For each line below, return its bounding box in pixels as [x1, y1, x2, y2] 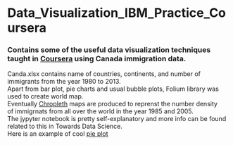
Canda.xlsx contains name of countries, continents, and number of [7, 70, 201, 78]
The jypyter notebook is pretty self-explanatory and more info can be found [7, 115, 227, 123]
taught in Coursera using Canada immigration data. [7, 54, 187, 64]
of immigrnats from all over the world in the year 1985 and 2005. [7, 107, 194, 115]
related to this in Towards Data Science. [7, 122, 123, 131]
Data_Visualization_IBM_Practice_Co [7, 5, 227, 21]
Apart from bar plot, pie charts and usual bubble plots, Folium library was [7, 84, 220, 93]
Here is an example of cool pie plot [7, 130, 108, 138]
